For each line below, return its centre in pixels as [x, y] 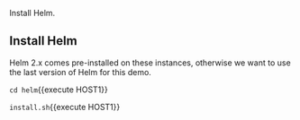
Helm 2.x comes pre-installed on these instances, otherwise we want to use [150, 63]
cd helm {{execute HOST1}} [59, 90]
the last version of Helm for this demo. [80, 72]
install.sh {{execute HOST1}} [65, 107]
